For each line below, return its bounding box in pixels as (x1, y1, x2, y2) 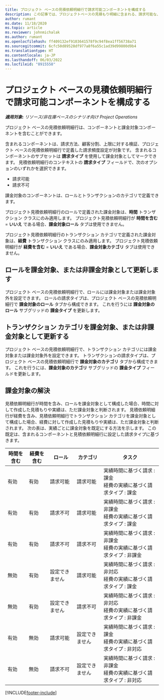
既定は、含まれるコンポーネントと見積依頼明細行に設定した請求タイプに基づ (5, 431, 159, 437)
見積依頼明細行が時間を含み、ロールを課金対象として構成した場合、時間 (5, 400, 150, 406)
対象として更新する (11, 332, 69, 341)
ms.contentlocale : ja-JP (5, 52, 56, 58)
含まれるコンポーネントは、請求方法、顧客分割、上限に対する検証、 (5, 141, 142, 147)
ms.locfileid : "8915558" (5, 62, 56, 67)
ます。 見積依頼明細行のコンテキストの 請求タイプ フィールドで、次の (5, 159, 145, 165)
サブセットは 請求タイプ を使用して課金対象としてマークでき (35, 153, 157, 159)
